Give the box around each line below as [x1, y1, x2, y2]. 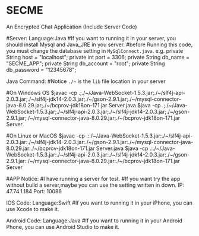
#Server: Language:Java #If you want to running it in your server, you [6, 34, 176, 42]
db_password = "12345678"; [6, 66, 77, 73]
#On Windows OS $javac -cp [6, 89, 77, 96]
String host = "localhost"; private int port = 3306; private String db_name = [6, 53, 190, 60]
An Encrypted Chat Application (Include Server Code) [6, 23, 138, 30]
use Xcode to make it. [6, 205, 59, 212]
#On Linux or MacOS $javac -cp [6, 132, 85, 139]
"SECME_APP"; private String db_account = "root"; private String [6, 60, 165, 67]
